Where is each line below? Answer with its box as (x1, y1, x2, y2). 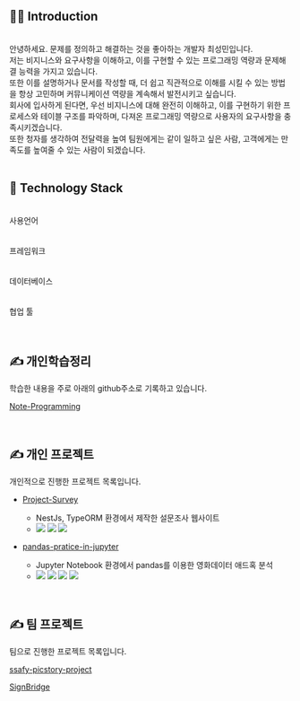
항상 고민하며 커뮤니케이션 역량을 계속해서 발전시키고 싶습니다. (18, 88, 237, 99)
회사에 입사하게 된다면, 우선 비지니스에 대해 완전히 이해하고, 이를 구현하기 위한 (9, 100, 282, 110)
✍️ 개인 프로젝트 (9, 446, 94, 462)
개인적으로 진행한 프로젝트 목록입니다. (9, 477, 141, 487)
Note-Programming (9, 401, 81, 412)
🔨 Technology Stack (9, 180, 124, 196)
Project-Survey (21, 495, 79, 505)
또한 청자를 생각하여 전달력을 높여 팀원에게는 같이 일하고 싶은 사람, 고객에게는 (9, 133, 279, 144)
